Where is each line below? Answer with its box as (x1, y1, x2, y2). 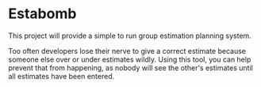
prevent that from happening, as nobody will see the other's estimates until (8, 62, 254, 72)
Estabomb (8, 5, 77, 23)
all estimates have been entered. (8, 71, 115, 81)
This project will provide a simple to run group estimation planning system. (8, 31, 251, 40)
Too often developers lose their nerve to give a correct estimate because (8, 46, 247, 55)
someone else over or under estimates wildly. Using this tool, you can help (8, 55, 251, 64)
